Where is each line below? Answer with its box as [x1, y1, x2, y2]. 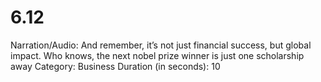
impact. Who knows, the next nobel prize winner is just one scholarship [10, 49, 305, 61]
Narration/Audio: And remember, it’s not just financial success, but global [10, 39, 312, 51]
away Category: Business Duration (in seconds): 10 [10, 60, 221, 72]
